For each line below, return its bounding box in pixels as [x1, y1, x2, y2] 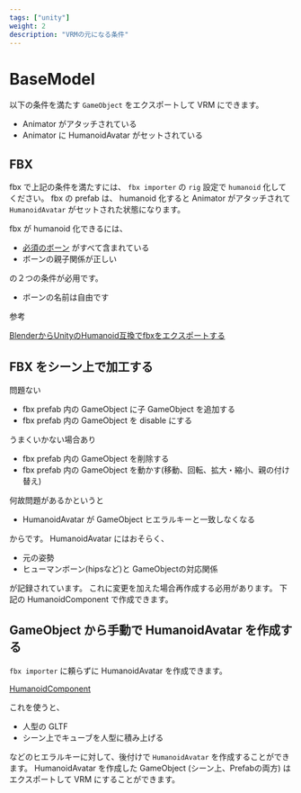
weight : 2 [9, 22, 47, 31]
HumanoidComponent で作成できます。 [26, 593, 173, 604]
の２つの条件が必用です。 [9, 273, 103, 284]
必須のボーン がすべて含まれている [22, 242, 150, 253]
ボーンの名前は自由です [22, 292, 110, 302]
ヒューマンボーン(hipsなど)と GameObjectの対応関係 [22, 563, 218, 574]
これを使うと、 [9, 701, 65, 712]
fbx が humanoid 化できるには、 [9, 223, 128, 234]
